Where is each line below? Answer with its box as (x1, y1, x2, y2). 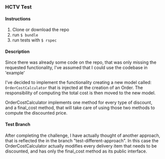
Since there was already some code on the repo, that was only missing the (5, 59, 157, 65)
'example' (5, 70, 25, 76)
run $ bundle (12, 32, 38, 38)
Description (5, 48, 30, 54)
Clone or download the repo (12, 27, 69, 33)
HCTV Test (5, 3, 32, 10)
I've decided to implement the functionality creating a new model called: (5, 79, 152, 85)
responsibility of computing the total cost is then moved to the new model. (5, 90, 156, 96)
